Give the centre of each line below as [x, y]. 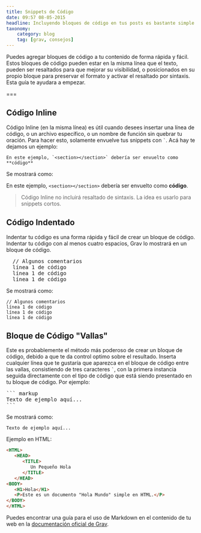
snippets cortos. [41, 203]
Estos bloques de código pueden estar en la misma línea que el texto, [92, 63]
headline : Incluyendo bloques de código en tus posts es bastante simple [100, 23]
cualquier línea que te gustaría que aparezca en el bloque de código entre [97, 363]
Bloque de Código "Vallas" [57, 336]
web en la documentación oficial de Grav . [58, 524]
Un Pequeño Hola [50, 467]
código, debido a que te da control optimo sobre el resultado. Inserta [91, 357]
